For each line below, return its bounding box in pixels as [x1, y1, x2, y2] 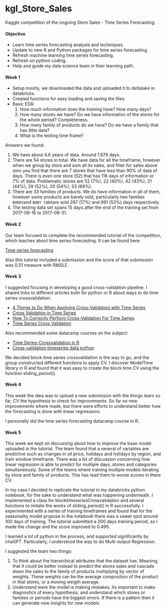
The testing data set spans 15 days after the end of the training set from [12, 204, 159, 211]
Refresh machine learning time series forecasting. [12, 53, 114, 59]
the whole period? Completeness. [19, 117, 89, 123]
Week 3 [5, 273, 21, 279]
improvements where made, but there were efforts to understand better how [5, 403, 161, 409]
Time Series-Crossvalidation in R [12, 339, 80, 345]
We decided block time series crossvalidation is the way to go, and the [5, 354, 150, 360]
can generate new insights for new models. [12, 600, 101, 606]
